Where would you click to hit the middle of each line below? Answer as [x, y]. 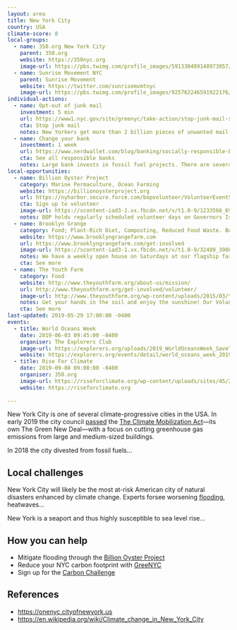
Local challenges [45, 472]
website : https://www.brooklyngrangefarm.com [88, 237]
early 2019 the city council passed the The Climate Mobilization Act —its [112, 422]
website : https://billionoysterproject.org [85, 191]
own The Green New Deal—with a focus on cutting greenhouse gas [105, 429]
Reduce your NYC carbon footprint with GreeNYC [90, 565]
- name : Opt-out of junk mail [58, 106]
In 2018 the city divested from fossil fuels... [70, 450]
